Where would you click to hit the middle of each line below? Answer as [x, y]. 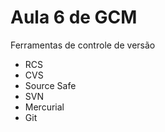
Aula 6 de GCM [74, 17]
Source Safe [50, 85]
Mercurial [44, 107]
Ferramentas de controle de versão [83, 45]
